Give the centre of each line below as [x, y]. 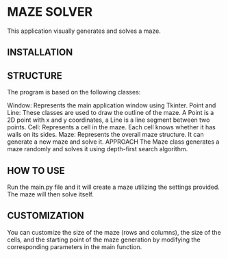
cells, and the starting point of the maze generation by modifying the [104, 240]
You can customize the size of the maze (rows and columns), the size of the [114, 232]
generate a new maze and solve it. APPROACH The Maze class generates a [113, 142]
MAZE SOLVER [50, 12]
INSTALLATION [40, 52]
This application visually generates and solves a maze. [84, 31]
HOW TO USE [36, 171]
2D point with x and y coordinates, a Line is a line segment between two [109, 120]
